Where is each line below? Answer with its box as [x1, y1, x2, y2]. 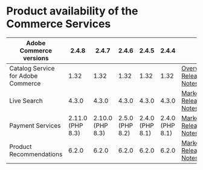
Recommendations [9, 150, 63, 158]
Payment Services [9, 121, 61, 130]
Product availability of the [6, 4, 138, 18]
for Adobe [9, 71, 38, 80]
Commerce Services [6, 17, 111, 31]
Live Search [9, 96, 43, 105]
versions [23, 54, 49, 62]
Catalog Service [9, 64, 55, 72]
